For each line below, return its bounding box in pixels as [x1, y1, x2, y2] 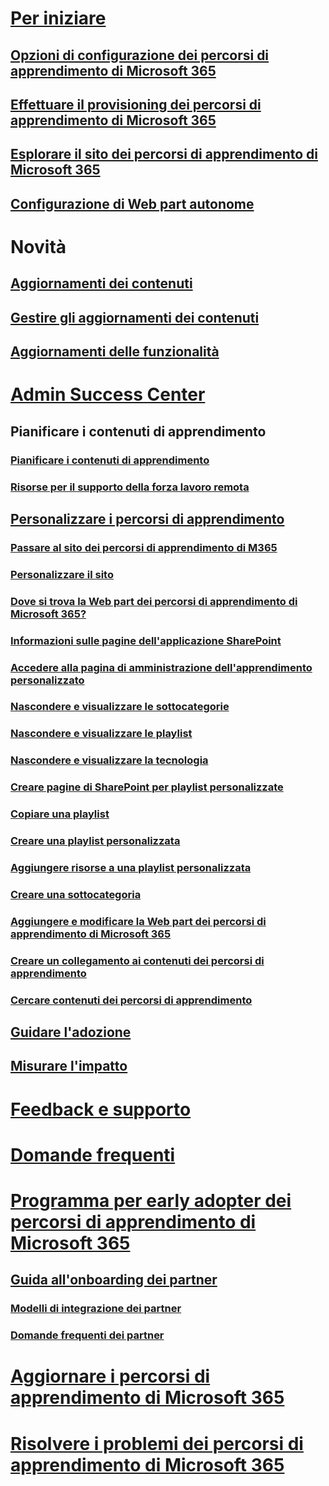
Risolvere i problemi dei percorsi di [10, 1432, 304, 1455]
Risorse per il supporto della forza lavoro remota [10, 480, 250, 494]
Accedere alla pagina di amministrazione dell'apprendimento [10, 660, 313, 674]
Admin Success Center [10, 383, 206, 406]
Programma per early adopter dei [10, 1190, 292, 1212]
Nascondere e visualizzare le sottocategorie [10, 700, 230, 714]
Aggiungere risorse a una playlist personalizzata [10, 860, 252, 874]
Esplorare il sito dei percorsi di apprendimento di [10, 146, 318, 163]
